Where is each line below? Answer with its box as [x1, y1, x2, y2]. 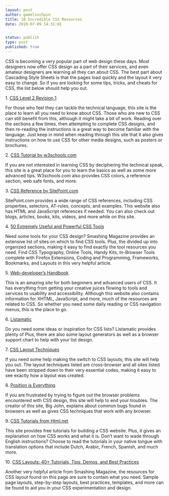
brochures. [5, 142, 28, 148]
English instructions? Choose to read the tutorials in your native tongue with [5, 438, 162, 444]
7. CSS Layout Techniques [5, 346, 60, 353]
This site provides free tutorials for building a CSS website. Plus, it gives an [5, 427, 161, 433]
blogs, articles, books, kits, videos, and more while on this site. [5, 213, 136, 220]
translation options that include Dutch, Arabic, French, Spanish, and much [5, 443, 159, 450]
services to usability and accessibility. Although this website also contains [5, 290, 159, 296]
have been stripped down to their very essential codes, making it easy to [5, 367, 156, 373]
